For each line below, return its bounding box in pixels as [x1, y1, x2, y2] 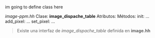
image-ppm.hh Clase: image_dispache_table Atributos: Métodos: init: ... [5, 13, 150, 19]
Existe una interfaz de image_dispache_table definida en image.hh [16, 28, 151, 33]
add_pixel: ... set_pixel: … [5, 19, 55, 24]
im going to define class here [5, 4, 63, 10]
